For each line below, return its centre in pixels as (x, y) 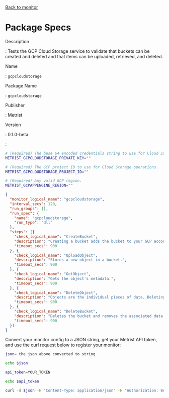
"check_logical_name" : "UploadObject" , (56, 255)
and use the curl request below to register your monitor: (63, 345)
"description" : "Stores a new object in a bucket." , (71, 260)
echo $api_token (22, 381)
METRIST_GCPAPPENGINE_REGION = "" (39, 185)
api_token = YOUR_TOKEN (28, 372)
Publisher (15, 105)
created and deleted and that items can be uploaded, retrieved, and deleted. (84, 56)
